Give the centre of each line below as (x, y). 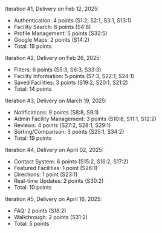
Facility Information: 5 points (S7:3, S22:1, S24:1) (74, 76)
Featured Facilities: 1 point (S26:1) (56, 168)
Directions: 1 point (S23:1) (46, 174)
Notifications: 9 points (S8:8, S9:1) (56, 112)
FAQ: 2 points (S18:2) (40, 211)
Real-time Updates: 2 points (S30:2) (59, 181)
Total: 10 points (33, 187)
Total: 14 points (33, 89)
